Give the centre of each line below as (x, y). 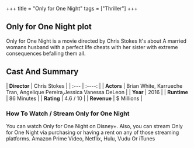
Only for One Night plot (49, 27)
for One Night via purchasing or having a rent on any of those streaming (93, 132)
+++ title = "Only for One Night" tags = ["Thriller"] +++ (72, 8)
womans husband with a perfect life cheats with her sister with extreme (92, 47)
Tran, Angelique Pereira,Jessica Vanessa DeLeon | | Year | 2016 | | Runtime (97, 92)
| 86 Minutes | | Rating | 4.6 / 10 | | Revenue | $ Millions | (75, 98)
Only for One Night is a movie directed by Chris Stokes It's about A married (96, 41)
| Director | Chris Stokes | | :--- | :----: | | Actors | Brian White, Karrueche (94, 86)
